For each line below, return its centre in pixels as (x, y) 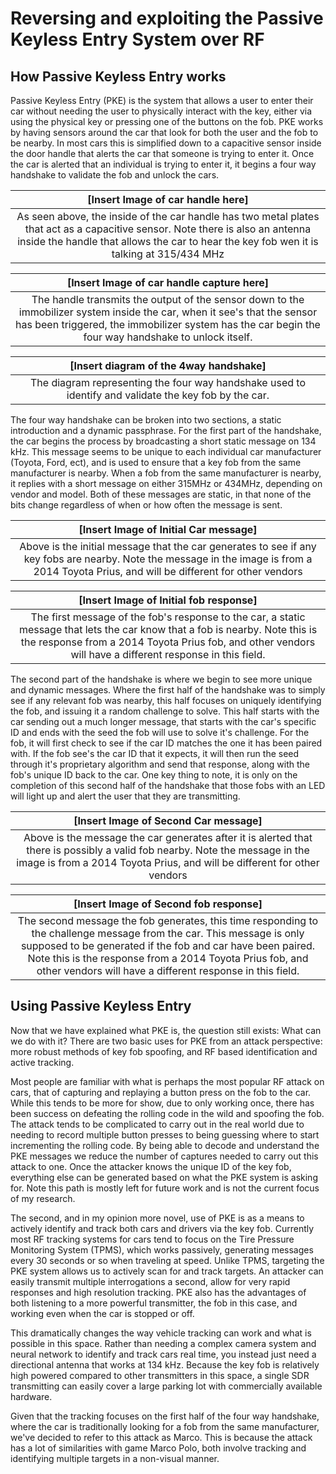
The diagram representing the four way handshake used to (168, 382)
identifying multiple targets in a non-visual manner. (115, 1458)
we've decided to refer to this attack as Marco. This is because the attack (161, 1437)
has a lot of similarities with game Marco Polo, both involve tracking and (158, 1448)
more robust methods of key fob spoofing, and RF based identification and (164, 1051)
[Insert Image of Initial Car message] (168, 529)
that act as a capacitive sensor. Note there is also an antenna (168, 229)
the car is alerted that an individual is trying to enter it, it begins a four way (163, 164)
